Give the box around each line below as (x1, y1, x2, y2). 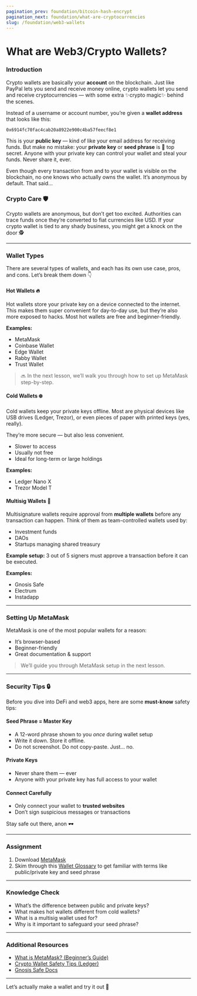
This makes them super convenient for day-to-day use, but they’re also (6, 307, 178, 314)
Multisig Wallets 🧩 (6, 498, 51, 505)
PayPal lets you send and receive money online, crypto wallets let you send (6, 85, 188, 92)
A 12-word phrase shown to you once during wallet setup (14, 730, 154, 737)
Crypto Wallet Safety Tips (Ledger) (14, 960, 99, 967)
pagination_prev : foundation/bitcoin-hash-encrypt (6, 8, 133, 15)
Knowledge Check (6, 889, 60, 897)
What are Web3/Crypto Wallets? (6, 45, 167, 58)
